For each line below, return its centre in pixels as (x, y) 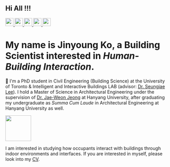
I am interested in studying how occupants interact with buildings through (83, 148)
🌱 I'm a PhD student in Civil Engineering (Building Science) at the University (85, 81)
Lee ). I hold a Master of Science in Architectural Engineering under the (80, 92)
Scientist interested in (53, 56)
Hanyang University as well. (35, 108)
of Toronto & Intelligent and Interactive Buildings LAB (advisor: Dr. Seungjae (85, 86)
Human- (121, 56)
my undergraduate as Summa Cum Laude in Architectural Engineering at (82, 102)
